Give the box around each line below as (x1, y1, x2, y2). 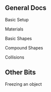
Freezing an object (5, 81, 42, 87)
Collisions (5, 54, 25, 60)
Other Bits (5, 68, 36, 77)
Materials (5, 26, 24, 32)
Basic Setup (5, 16, 29, 22)
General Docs (5, 4, 47, 12)
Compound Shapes (5, 45, 43, 50)
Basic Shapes (5, 35, 32, 41)
